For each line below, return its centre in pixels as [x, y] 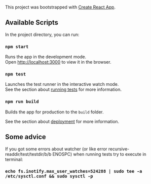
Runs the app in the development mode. [46, 57]
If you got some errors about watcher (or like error [56, 149]
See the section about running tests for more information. [63, 90]
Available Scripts [32, 22]
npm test [16, 74]
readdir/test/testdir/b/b [28, 154]
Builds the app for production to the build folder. [55, 112]
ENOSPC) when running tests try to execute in [99, 154]
